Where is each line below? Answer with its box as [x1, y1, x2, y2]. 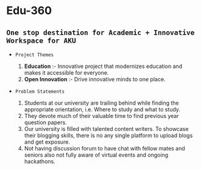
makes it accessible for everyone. [24, 69, 109, 76]
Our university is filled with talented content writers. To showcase [24, 125, 189, 132]
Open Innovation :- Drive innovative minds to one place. [24, 76, 166, 83]
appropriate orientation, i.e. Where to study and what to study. [24, 106, 181, 113]
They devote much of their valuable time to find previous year [24, 113, 179, 119]
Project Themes [15, 52, 54, 58]
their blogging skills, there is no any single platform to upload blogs [24, 132, 193, 139]
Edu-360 [6, 4, 52, 18]
